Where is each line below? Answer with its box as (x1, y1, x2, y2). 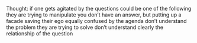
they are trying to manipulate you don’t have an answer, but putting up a (6, 11, 182, 18)
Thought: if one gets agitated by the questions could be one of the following (6, 5, 192, 12)
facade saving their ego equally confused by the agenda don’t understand (6, 18, 187, 24)
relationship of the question (6, 30, 73, 37)
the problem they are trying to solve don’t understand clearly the (6, 24, 164, 31)
